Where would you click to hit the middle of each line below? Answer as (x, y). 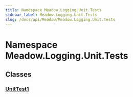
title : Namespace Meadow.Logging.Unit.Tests (53, 10)
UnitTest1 (17, 89)
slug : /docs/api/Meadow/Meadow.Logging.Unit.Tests (60, 19)
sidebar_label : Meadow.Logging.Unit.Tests (51, 15)
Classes (18, 74)
